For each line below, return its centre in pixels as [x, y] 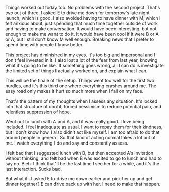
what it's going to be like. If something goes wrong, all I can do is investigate [84, 65]
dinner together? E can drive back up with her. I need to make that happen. [83, 184]
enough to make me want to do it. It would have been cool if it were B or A [82, 34]
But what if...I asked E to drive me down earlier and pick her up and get [79, 179]
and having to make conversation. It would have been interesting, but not [81, 29]
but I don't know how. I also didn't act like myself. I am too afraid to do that [82, 132]
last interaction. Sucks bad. [34, 169]
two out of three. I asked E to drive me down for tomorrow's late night [77, 13]
